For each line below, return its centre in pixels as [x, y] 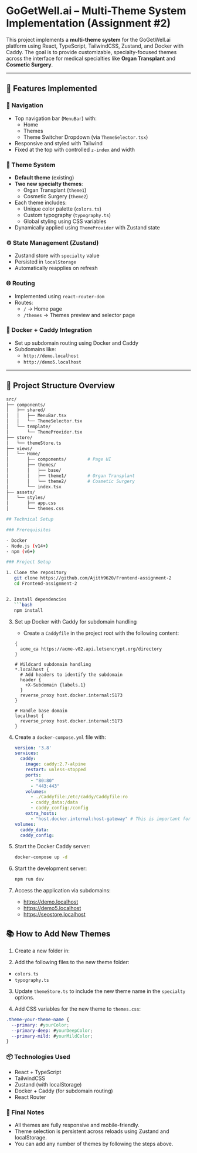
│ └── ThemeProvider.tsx [44, 432]
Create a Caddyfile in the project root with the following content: [101, 633]
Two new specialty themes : [49, 184]
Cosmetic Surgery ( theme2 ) [56, 196]
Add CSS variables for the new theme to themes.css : [78, 1009]
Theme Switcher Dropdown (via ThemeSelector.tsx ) [86, 137]
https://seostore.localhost [55, 914]
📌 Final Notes [25, 1112]
